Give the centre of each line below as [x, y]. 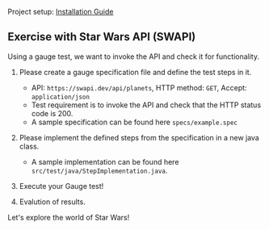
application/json [61, 97]
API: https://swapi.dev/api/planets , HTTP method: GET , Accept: [139, 87]
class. [29, 146]
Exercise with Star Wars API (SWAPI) [102, 37]
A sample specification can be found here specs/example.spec [134, 122]
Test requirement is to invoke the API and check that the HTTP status [146, 105]
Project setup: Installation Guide [61, 12]
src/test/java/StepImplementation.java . [99, 170]
